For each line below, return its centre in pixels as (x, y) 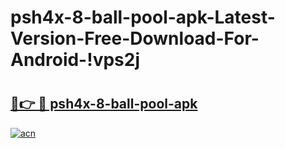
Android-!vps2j (75, 60)
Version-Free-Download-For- (135, 38)
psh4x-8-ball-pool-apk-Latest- (143, 17)
